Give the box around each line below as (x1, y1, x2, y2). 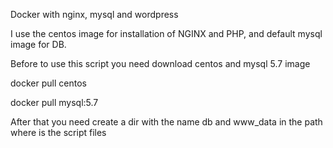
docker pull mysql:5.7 (10, 97, 99, 108)
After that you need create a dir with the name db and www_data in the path (10, 116, 323, 128)
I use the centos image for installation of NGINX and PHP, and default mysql (10, 28, 323, 39)
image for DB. (10, 39, 67, 50)
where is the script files (10, 127, 107, 138)
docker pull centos (10, 77, 87, 89)
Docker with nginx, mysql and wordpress (10, 9, 179, 20)
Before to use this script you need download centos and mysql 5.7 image (10, 58, 311, 69)
